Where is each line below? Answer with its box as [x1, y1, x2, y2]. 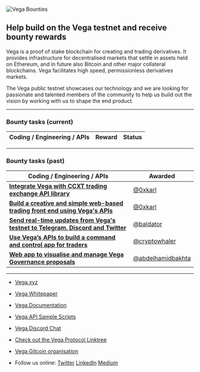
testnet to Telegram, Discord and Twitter [9, 223, 127, 232]
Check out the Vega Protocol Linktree [14, 336, 107, 343]
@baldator [133, 220, 162, 228]
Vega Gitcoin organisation [14, 348, 79, 355]
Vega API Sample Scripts [14, 313, 76, 320]
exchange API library [9, 190, 70, 198]
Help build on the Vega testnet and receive [6, 23, 167, 33]
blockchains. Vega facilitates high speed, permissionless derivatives [6, 67, 174, 74]
